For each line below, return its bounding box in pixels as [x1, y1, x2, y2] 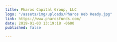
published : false [5, 25, 41, 30]
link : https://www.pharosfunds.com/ [5, 16, 81, 21]
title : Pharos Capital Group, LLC [5, 7, 77, 12]
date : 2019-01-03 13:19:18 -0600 [5, 21, 75, 26]
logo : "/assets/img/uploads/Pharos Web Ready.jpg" [5, 12, 113, 17]
